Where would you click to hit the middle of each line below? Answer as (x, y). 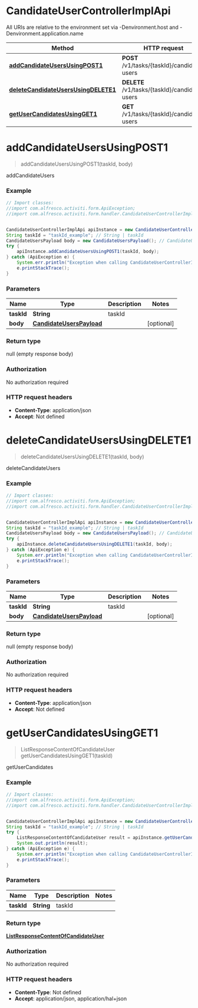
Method (63, 48)
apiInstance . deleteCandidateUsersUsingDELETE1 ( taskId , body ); (95, 544)
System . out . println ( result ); (52, 843)
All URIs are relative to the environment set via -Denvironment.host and (92, 27)
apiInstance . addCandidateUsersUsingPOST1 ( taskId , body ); (88, 252)
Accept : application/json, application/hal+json (71, 999)
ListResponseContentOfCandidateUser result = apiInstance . (91, 838)
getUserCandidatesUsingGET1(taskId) (67, 756)
